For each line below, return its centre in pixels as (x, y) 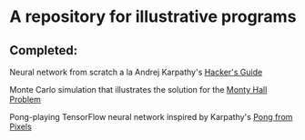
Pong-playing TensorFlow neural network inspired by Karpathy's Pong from (151, 117)
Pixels (20, 126)
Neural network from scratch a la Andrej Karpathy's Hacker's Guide (136, 72)
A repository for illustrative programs (153, 17)
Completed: (44, 50)
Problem (25, 99)
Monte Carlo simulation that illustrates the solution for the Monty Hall (138, 90)
